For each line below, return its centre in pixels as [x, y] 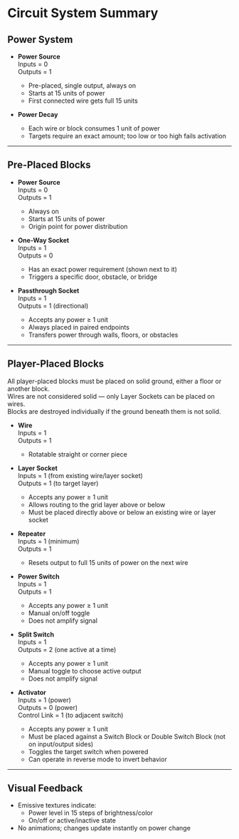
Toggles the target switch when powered [88, 751]
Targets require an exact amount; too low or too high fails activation [127, 136]
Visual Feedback [45, 789]
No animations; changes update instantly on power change [104, 828]
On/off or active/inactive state [72, 820]
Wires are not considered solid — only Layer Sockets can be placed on [111, 396]
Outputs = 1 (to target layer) [58, 483]
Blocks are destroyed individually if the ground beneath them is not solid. [115, 411]
